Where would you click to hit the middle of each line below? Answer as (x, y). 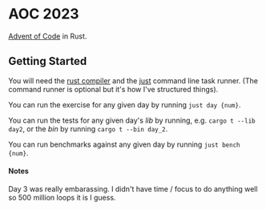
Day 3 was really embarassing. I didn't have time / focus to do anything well (133, 188)
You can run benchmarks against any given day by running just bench (124, 144)
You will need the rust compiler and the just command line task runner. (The (133, 80)
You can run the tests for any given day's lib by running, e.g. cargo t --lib (132, 120)
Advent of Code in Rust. (48, 36)
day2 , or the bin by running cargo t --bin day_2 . (88, 128)
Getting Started (48, 61)
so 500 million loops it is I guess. (62, 197)
